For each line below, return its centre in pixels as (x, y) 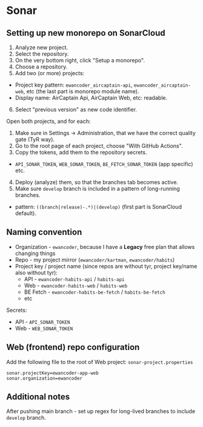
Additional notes (38, 397)
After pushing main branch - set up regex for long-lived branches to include (101, 411)
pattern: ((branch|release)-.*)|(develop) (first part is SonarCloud (98, 207)
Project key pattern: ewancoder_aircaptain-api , (74, 85)
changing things (35, 253)
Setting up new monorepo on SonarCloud (86, 33)
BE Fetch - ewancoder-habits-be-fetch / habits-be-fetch (95, 292)
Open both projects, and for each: (48, 121)
